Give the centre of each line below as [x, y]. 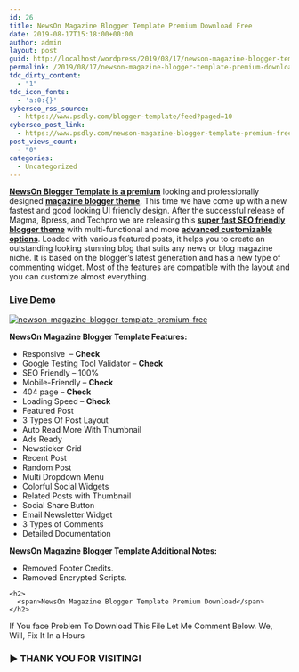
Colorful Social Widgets [65, 486]
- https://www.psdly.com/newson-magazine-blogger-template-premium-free [155, 134]
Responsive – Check [61, 353]
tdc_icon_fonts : [39, 92]
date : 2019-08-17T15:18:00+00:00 [71, 34]
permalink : [29, 68]
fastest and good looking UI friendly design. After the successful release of [147, 211]
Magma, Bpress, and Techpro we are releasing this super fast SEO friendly [147, 220]
